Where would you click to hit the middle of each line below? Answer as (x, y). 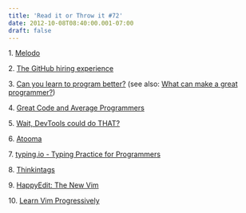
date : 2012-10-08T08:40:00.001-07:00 (71, 23)
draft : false (30, 30)
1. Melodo (24, 53)
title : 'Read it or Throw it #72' (66, 16)
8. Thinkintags (32, 170)
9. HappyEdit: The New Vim (54, 185)
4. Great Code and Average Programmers (77, 108)
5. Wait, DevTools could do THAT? (64, 124)
